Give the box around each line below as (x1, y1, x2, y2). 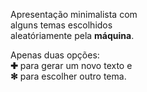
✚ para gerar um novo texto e (10, 60, 133, 71)
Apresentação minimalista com (10, 9, 138, 20)
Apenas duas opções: (10, 49, 100, 61)
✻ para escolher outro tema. (10, 70, 127, 82)
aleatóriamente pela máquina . (10, 30, 135, 41)
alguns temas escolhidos (10, 19, 113, 31)
